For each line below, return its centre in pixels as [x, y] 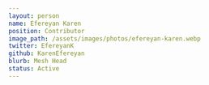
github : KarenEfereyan [47, 53]
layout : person [34, 16]
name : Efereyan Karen [45, 23]
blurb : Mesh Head [38, 62]
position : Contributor [47, 31]
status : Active [34, 69]
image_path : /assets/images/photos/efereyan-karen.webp [104, 38]
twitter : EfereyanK [41, 46]
